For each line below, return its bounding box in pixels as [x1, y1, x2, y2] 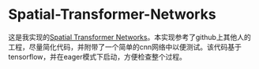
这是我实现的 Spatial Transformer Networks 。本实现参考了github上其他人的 [8, 32, 251, 42]
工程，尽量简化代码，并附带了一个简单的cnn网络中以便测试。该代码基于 [8, 42, 242, 52]
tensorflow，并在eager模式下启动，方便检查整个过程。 [8, 52, 187, 61]
